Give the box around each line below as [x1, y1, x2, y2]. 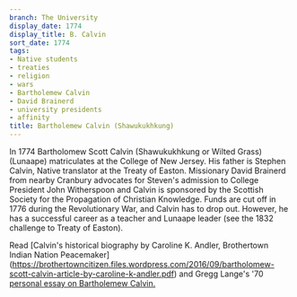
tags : [9, 47, 30, 56]
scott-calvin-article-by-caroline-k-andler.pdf [9, 268, 175, 279]
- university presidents [9, 105, 102, 114]
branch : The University [9, 13, 99, 22]
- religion [9, 72, 50, 81]
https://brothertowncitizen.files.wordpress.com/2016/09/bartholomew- [12, 259, 275, 269]
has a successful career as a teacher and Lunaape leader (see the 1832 [9, 213, 274, 223]
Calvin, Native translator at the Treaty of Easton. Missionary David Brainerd [9, 165, 286, 176]
